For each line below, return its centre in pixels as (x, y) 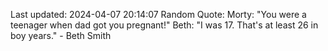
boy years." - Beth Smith (61, 35)
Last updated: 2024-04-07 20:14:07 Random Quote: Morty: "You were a (158, 14)
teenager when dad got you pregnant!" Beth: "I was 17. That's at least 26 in (164, 25)
